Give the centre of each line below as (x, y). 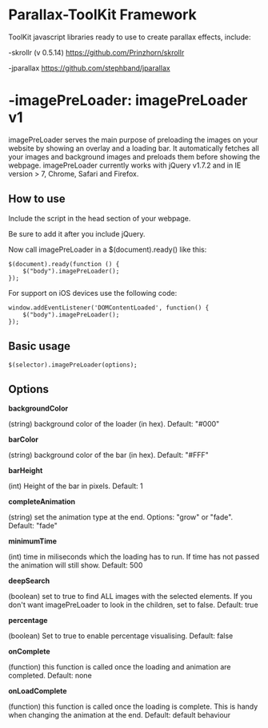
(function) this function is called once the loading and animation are (120, 667)
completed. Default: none (50, 676)
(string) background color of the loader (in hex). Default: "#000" (114, 424)
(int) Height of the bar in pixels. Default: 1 (76, 486)
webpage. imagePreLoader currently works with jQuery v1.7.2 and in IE (125, 165)
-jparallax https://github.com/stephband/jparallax (89, 68)
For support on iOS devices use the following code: (93, 293)
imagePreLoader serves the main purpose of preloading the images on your (133, 140)
